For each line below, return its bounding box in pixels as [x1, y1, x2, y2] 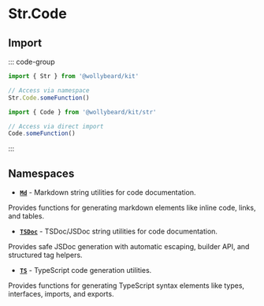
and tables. [8, 211, 45, 221]
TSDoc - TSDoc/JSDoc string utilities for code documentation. [19, 226, 218, 237]
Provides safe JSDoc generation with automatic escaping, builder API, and [8, 242, 250, 252]
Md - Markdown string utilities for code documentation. [19, 188, 196, 197]
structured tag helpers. [8, 250, 83, 260]
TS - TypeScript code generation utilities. [19, 266, 152, 275]
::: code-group [8, 57, 55, 66]
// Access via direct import [8, 122, 104, 130]
